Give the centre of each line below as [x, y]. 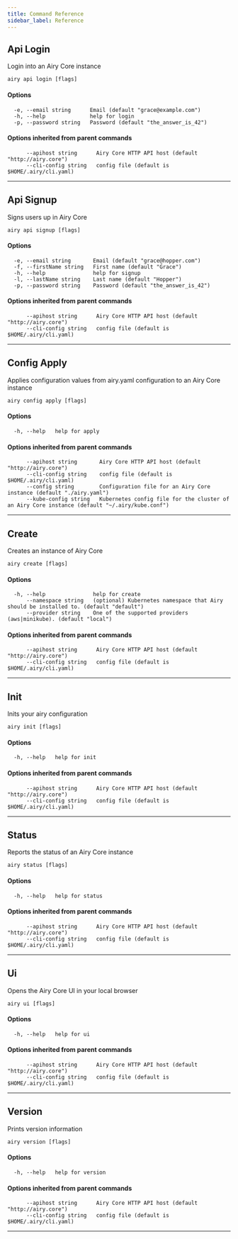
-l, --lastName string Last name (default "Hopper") [98, 279]
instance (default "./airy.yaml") [58, 493]
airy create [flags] [38, 564]
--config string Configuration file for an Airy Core [118, 487]
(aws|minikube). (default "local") [60, 619]
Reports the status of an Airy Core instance [70, 852]
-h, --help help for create [77, 595]
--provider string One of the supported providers [107, 613]
